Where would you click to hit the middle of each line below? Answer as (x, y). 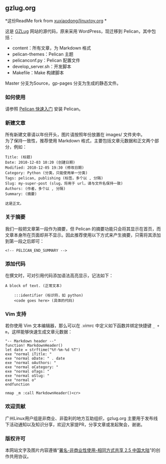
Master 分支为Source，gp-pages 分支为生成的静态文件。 (63, 83)
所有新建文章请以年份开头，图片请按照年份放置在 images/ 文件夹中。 (75, 135)
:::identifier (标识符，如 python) (49, 295)
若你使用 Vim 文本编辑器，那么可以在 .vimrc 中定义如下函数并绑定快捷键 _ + (82, 325)
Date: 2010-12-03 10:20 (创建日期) (40, 163)
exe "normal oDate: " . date (35, 359)
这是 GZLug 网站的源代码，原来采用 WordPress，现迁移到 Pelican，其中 (78, 31)
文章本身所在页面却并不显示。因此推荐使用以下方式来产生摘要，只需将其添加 (83, 235)
